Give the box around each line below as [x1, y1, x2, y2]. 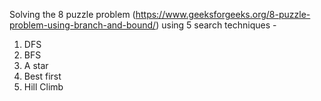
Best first [23, 70, 62, 82]
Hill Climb [23, 81, 64, 93]
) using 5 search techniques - [155, 19, 277, 31]
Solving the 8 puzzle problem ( [9, 9, 136, 20]
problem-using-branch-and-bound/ [9, 19, 157, 31]
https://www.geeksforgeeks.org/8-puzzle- [135, 9, 311, 20]
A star [23, 60, 49, 71]
